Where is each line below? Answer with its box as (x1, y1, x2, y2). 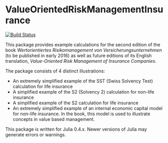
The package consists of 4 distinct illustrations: (5, 68, 106, 74)
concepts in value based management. (12, 116, 95, 122)
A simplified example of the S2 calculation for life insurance (12, 99, 139, 106)
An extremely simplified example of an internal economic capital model (12, 105, 163, 111)
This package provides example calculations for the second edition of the (5, 41, 160, 47)
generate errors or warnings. (5, 131, 66, 137)
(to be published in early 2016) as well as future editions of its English (5, 52, 152, 59)
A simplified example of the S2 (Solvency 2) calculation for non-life (12, 88, 155, 95)
